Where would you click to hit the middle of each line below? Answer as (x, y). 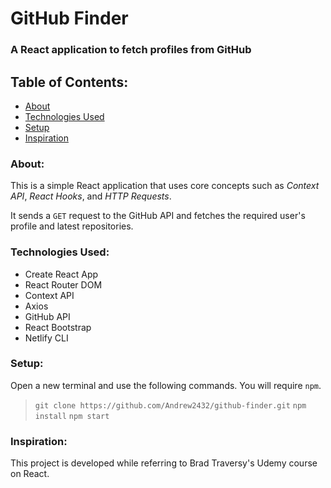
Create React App (61, 274)
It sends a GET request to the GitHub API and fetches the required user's (158, 216)
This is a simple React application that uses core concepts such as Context (165, 186)
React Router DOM (63, 284)
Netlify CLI (46, 338)
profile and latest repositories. (72, 226)
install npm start (72, 416)
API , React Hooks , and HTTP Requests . (91, 196)
